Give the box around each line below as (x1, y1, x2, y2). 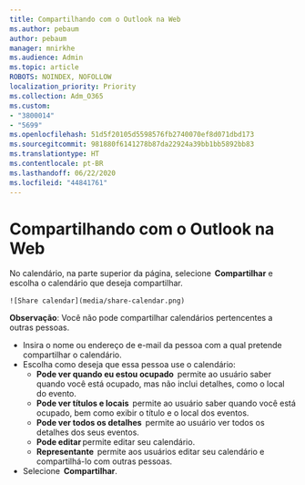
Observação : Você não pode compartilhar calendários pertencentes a (9, 313, 273, 324)
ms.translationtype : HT (9, 150, 100, 159)
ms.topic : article (9, 63, 79, 72)
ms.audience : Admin (9, 53, 84, 63)
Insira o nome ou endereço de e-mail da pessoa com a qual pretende (22, 340, 282, 351)
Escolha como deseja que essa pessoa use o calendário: (22, 359, 237, 370)
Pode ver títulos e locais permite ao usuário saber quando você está (36, 397, 296, 409)
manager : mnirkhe (9, 44, 76, 53)
